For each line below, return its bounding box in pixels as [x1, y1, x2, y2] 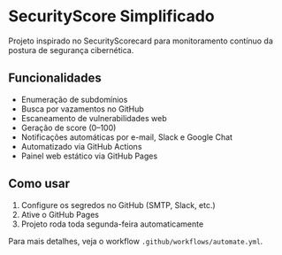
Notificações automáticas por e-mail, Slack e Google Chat [20, 131, 233, 143]
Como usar [8, 176, 71, 191]
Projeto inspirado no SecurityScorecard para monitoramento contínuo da [8, 35, 273, 46]
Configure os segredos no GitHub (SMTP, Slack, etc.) [20, 199, 216, 210]
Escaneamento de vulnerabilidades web [20, 112, 167, 123]
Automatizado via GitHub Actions [20, 141, 142, 151]
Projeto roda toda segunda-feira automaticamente [20, 219, 204, 229]
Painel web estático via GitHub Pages [20, 151, 158, 161]
